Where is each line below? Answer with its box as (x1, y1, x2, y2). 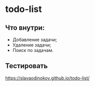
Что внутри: (5, 23, 45, 32)
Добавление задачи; (12, 36, 57, 42)
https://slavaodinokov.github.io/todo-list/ (5, 75, 90, 81)
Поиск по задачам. (12, 47, 54, 53)
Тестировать (5, 61, 48, 70)
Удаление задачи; (12, 42, 51, 48)
